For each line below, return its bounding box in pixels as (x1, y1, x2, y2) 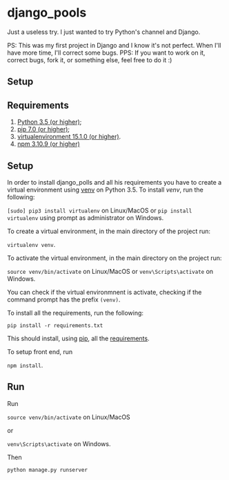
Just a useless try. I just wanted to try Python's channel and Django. (7, 28, 201, 36)
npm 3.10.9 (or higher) (17, 140, 81, 148)
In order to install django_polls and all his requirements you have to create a (7, 178, 222, 186)
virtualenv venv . (7, 240, 56, 248)
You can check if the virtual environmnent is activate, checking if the (7, 288, 202, 296)
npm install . (7, 361, 43, 369)
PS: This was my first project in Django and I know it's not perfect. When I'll (7, 41, 221, 49)
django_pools (7, 5, 87, 21)
